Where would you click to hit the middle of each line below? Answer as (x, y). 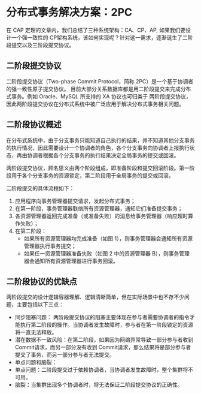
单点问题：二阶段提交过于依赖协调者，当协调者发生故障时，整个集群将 (101, 370)
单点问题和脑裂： (36, 362)
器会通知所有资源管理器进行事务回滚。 (71, 261)
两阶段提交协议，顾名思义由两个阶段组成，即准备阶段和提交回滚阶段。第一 (98, 168)
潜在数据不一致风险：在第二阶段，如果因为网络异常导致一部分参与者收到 (104, 340)
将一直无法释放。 (36, 332)
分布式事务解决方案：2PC (69, 12)
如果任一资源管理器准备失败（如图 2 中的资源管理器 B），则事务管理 (107, 253)
